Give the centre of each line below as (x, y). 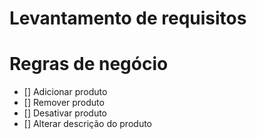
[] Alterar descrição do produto (87, 124)
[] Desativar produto (65, 113)
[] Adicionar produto (65, 92)
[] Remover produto (64, 103)
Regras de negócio (89, 64)
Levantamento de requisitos (128, 18)
